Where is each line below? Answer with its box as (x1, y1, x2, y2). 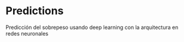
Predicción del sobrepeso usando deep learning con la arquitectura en (5, 24, 179, 31)
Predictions (5, 4, 64, 18)
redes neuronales (5, 30, 49, 37)
